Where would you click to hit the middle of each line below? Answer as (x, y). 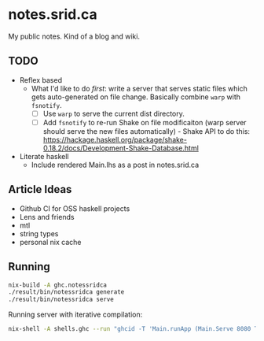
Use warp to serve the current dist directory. (114, 113)
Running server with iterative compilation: (75, 315)
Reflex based (41, 80)
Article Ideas (40, 189)
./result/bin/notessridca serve (61, 300)
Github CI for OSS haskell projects (75, 208)
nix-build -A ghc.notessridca (58, 285)
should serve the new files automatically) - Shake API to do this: (146, 131)
